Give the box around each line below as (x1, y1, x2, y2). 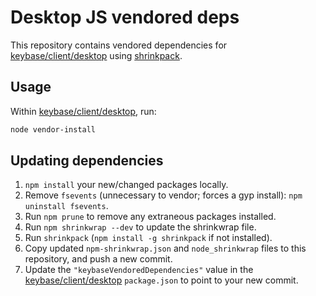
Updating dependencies (10, 152, 164, 170)
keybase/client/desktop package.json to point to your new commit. (24, 274, 299, 286)
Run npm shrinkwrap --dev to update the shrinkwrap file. (24, 221, 257, 233)
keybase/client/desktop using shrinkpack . (10, 49, 183, 61)
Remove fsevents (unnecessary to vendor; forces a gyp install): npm (24, 189, 303, 201)
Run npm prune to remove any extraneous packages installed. (24, 211, 277, 223)
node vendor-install (10, 124, 97, 135)
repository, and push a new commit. (24, 253, 173, 265)
